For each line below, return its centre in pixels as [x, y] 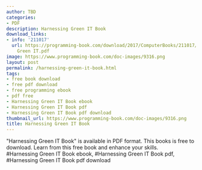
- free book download [33, 79]
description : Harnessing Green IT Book [56, 29]
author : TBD [21, 12]
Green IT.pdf [33, 51]
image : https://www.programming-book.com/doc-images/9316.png [86, 57]
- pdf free [20, 96]
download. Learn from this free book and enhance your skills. [82, 148]
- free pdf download [32, 85]
